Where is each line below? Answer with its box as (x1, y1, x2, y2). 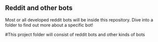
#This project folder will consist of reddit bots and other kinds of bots (5, 31, 145, 37)
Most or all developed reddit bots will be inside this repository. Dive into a (5, 17, 154, 22)
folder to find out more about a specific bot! (5, 22, 93, 28)
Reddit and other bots (5, 4, 73, 12)
